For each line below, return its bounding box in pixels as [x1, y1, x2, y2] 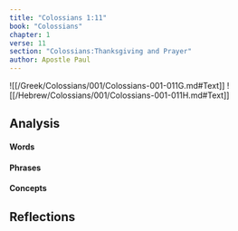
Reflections [9, 209, 76, 225]
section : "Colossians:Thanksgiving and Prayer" [9, 47, 193, 56]
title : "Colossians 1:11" [9, 13, 107, 23]
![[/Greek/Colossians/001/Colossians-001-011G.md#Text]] [9, 81, 225, 91]
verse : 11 [9, 38, 47, 48]
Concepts [9, 183, 47, 194]
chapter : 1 [9, 30, 51, 39]
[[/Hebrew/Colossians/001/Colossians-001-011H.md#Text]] [9, 90, 230, 101]
